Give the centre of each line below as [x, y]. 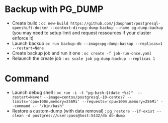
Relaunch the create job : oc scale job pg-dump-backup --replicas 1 [83, 58]
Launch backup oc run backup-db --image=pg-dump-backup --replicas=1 [87, 43]
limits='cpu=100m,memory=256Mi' [46, 101]
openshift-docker [30, 28]
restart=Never [27, 97]
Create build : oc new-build [40, 23]
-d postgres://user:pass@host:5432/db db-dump [75, 115]
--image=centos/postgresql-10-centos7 [85, 97]
